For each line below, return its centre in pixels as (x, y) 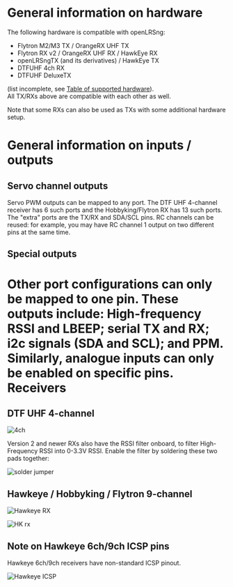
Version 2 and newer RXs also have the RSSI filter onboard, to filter (103, 443)
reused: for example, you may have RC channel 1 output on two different (111, 224)
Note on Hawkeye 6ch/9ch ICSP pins (88, 546)
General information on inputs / (99, 145)
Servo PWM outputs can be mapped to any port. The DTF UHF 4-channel (112, 202)
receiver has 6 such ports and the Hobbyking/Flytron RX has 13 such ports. (115, 210)
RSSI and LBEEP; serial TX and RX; (109, 328)
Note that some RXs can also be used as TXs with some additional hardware (116, 109)
